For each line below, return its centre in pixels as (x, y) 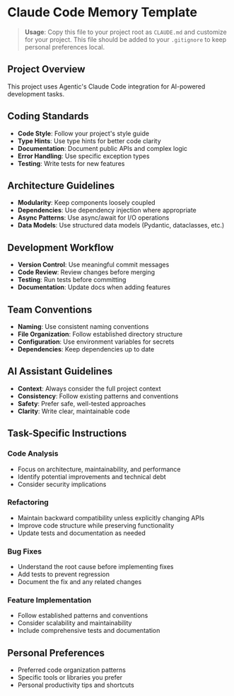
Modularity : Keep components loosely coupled (86, 203)
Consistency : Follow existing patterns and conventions (98, 396)
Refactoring (28, 503)
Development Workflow (61, 248)
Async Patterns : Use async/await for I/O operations (93, 218)
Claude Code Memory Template (103, 12)
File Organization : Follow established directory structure (100, 334)
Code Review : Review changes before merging (86, 272)
